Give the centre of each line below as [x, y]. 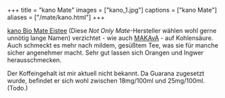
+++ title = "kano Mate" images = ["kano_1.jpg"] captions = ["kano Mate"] [112, 10]
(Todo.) [18, 88]
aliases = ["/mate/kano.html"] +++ [56, 17]
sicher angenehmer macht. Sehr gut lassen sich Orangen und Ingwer [106, 52]
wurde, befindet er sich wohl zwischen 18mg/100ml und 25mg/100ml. [106, 81]
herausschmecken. [35, 60]
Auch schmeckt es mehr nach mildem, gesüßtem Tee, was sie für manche [113, 45]
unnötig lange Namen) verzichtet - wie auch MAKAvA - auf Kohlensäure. [110, 38]
